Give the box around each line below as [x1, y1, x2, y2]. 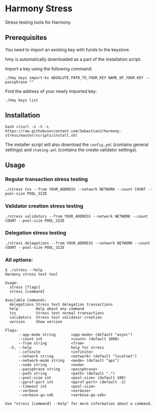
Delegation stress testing [5, 230, 67, 237]
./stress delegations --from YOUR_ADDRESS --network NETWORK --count [5, 240, 151, 245]
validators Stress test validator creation [9, 315, 102, 320]
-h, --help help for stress [9, 345, 105, 350]
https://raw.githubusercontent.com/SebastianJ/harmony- [5, 129, 122, 134]
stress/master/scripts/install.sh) [5, 133, 78, 138]
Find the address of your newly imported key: [5, 88, 97, 94]
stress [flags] [9, 285, 41, 290]
